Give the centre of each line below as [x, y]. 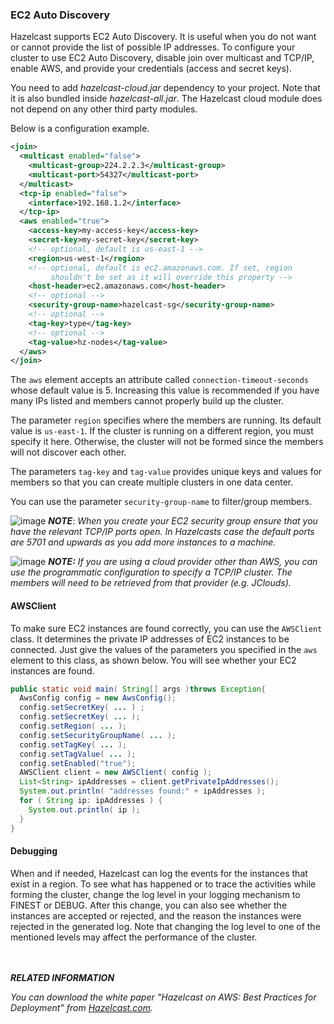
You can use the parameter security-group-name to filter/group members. [161, 502]
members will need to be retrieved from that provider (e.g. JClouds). [151, 583]
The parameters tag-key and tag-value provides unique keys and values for [166, 472]
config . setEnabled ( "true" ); [78, 763]
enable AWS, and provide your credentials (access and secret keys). [151, 69]
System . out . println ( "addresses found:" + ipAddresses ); [143, 791]
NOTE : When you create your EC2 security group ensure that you [183, 521]
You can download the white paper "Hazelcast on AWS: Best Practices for [163, 997]
